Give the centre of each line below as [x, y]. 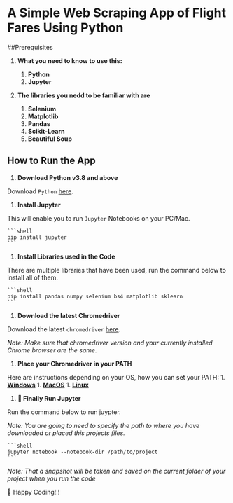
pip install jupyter [37, 237]
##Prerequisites [30, 47]
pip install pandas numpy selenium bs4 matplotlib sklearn [95, 296]
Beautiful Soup [50, 139]
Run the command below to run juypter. [64, 412]
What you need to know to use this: [70, 60]
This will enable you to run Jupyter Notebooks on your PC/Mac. [99, 218]
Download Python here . [40, 191]
